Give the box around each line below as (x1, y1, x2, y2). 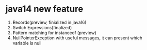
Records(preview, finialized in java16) (12, 19, 87, 25)
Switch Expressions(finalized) (12, 24, 72, 30)
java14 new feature (5, 3, 83, 15)
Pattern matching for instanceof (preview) (12, 30, 97, 35)
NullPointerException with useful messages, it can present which (12, 35, 143, 41)
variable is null (12, 40, 42, 46)
